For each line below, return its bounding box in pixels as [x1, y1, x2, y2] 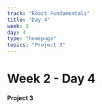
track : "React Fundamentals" [7, 10, 90, 17]
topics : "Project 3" [7, 42, 66, 48]
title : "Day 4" [7, 16, 51, 23]
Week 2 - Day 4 [7, 71, 96, 87]
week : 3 [7, 22, 29, 29]
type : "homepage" [7, 35, 57, 42]
